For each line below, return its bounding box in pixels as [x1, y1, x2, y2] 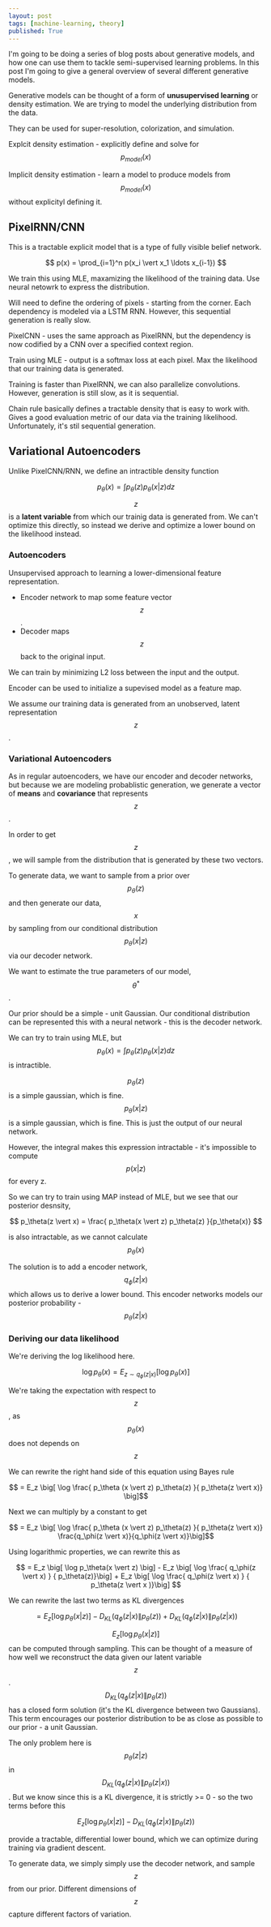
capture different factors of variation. [8, 1909, 132, 1919]
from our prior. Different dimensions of [8, 1884, 137, 1894]
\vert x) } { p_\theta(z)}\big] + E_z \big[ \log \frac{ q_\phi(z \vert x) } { [22, 1571, 250, 1582]
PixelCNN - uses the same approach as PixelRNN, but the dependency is [8, 330, 252, 341]
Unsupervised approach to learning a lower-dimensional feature [8, 568, 222, 577]
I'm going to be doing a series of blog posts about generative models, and [8, 49, 255, 59]
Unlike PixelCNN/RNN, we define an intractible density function [8, 466, 219, 475]
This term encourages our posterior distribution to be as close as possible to [8, 1713, 264, 1723]
